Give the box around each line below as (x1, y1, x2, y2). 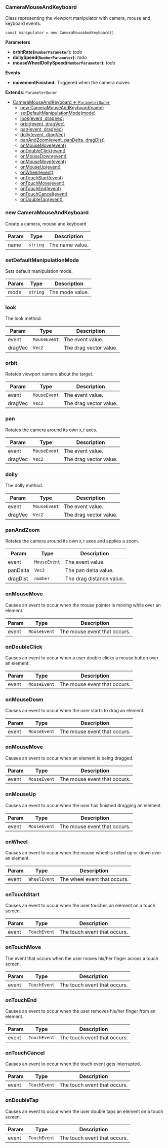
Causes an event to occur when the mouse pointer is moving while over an (5, 602, 161, 608)
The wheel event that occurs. (59, 876, 129, 883)
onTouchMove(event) (20, 180, 65, 186)
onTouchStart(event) (20, 175, 63, 181)
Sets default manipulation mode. (5, 268, 73, 274)
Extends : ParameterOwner (5, 89, 57, 95)
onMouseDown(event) (20, 153, 67, 160)
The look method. (5, 315, 42, 322)
